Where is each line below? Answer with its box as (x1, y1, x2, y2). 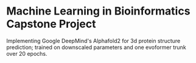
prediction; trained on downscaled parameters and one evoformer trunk (6, 44, 187, 51)
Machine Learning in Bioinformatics (6, 4, 191, 18)
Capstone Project (6, 17, 96, 31)
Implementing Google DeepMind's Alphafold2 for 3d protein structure (6, 37, 181, 44)
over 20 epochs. (6, 50, 47, 57)
